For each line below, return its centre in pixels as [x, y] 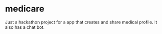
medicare [25, 9]
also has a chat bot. [25, 27]
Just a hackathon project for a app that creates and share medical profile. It [81, 22]
